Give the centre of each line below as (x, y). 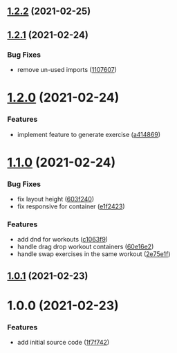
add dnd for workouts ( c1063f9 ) (63, 239)
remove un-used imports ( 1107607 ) (67, 70)
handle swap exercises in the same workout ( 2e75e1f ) (94, 254)
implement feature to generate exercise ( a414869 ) (89, 134)
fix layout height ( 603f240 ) (56, 199)
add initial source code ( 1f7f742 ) (63, 343)
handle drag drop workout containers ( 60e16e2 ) (85, 247)
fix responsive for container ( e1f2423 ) (71, 206)
